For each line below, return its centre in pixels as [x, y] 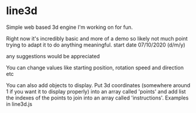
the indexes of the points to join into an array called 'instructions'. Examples [97, 98]
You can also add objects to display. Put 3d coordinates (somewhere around [98, 85]
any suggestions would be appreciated [53, 56]
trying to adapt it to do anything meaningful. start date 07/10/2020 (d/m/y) [96, 45]
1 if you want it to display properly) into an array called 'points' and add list [96, 91]
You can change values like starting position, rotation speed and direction [95, 67]
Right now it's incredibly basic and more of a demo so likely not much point [97, 38]
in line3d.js [19, 104]
